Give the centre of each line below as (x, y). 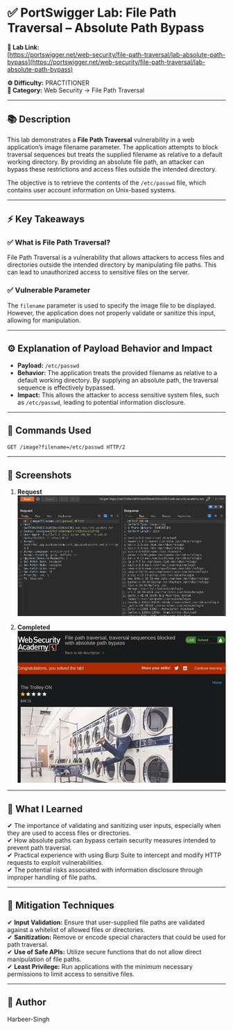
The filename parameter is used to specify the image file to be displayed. (112, 305)
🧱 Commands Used (49, 430)
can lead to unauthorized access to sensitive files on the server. (98, 272)
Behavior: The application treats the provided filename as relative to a (117, 372)
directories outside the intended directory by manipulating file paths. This (112, 265)
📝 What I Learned (45, 809)
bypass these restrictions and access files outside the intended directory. (112, 169)
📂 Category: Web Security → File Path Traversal (76, 90)
